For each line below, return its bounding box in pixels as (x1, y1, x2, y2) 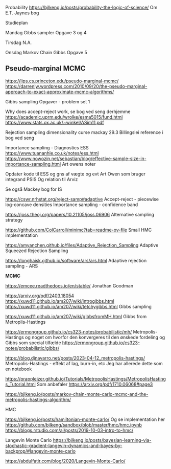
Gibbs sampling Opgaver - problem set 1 (5, 98, 90, 104)
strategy (5, 217, 23, 223)
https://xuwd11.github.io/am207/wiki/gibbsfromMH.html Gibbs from (5, 313, 147, 319)
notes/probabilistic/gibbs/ (5, 345, 60, 351)
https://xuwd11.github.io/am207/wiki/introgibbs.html (5, 298, 115, 304)
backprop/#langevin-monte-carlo (5, 448, 76, 454)
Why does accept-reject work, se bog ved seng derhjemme (5, 108, 131, 115)
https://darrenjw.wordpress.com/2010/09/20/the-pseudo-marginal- (5, 83, 148, 89)
